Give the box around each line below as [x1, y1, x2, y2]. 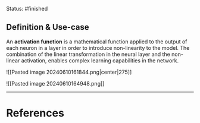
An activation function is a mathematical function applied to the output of [6, 38, 187, 45]
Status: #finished [6, 5, 48, 12]
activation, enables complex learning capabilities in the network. [21, 56, 179, 64]
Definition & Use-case [6, 22, 89, 32]
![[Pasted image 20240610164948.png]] [6, 80, 105, 87]
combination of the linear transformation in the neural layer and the [6, 51, 171, 58]
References [6, 106, 64, 119]
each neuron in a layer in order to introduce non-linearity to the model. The [6, 44, 190, 51]
